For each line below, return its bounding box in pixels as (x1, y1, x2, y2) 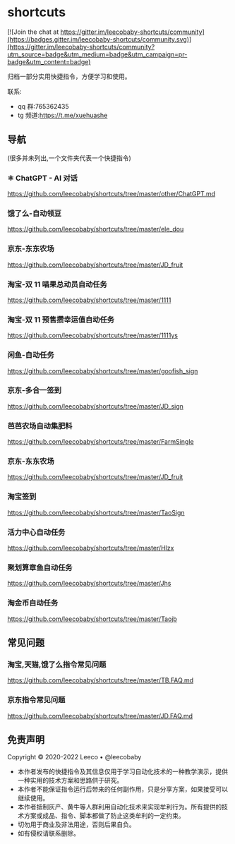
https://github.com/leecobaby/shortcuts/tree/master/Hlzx (7, 544, 174, 553)
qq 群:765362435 (17, 102, 69, 110)
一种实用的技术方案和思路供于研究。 (17, 776, 123, 785)
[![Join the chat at (7, 28, 59, 36)
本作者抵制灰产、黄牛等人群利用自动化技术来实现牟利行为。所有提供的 (17, 802, 222, 812)
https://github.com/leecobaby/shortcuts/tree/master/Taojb (7, 615, 178, 623)
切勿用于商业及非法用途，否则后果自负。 (17, 820, 135, 829)
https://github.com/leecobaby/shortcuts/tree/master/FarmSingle (7, 438, 194, 446)
